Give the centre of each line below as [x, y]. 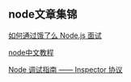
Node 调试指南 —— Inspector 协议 [65, 69]
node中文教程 [31, 52]
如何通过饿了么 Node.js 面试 [55, 35]
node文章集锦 [43, 14]
